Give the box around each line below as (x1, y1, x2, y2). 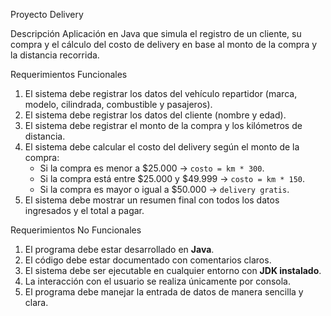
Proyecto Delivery (10, 9, 84, 20)
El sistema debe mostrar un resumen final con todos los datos (24, 194, 280, 206)
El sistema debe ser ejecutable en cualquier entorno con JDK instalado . (24, 265, 322, 276)
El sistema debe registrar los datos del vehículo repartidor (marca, (24, 88, 298, 99)
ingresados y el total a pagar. (24, 205, 145, 216)
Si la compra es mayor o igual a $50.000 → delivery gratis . (39, 184, 290, 195)
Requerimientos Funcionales (10, 69, 128, 80)
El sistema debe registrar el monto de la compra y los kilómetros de (24, 120, 303, 131)
